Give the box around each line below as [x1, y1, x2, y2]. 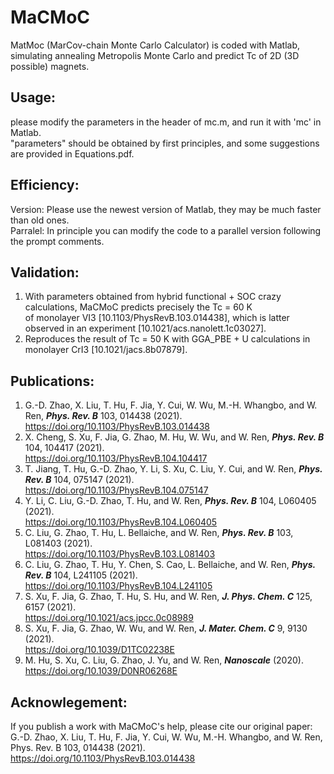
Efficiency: [10, 177, 80, 194]
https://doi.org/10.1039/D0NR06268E [24, 665, 178, 677]
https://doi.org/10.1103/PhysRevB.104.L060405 [24, 516, 218, 528]
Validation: [10, 264, 80, 281]
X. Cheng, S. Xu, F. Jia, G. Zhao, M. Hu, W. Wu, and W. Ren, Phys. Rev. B [24, 431, 325, 443]
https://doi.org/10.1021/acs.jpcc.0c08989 [24, 612, 194, 624]
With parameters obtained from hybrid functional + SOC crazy [24, 291, 282, 303]
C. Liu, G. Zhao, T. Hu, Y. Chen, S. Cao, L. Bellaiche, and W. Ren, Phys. [24, 559, 316, 571]
